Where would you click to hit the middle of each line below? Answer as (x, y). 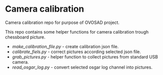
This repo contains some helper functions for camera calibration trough (77, 32)
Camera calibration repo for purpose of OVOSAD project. (62, 22)
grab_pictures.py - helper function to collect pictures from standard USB (85, 56)
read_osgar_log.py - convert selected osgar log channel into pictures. (82, 67)
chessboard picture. (25, 37)
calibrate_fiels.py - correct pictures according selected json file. (77, 52)
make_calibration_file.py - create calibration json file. (65, 46)
